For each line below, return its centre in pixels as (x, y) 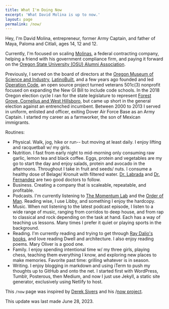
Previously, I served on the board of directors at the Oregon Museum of (79, 74)
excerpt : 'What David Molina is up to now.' (53, 15)
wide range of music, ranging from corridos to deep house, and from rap (88, 212)
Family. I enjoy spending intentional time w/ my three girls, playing (81, 250)
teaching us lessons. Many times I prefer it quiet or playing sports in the (87, 223)
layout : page (19, 19)
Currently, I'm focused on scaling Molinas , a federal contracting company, (82, 54)
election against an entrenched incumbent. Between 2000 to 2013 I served (83, 106)
